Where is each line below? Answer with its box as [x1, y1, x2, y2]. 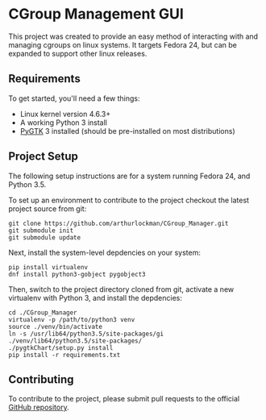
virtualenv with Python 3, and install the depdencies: [8, 293, 183, 302]
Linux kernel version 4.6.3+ [19, 109, 111, 119]
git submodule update [8, 233, 81, 242]
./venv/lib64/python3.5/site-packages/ [8, 336, 143, 345]
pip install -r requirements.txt [8, 351, 121, 359]
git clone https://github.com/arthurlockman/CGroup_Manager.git [8, 219, 229, 227]
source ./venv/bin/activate [8, 322, 103, 331]
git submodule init [8, 227, 74, 235]
